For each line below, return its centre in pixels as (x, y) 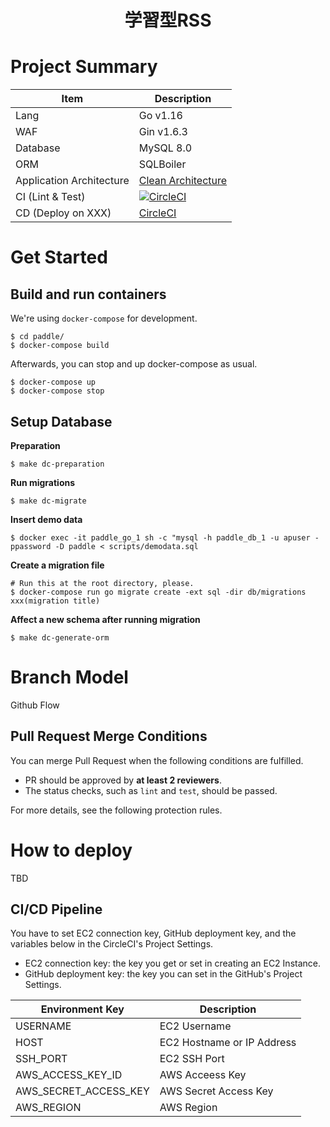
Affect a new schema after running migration (105, 619)
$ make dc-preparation (57, 464)
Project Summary (84, 67)
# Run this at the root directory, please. (102, 583)
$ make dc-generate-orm (60, 637)
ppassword (31, 546)
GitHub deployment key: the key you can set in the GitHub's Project (163, 974)
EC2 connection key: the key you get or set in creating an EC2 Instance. (172, 963)
